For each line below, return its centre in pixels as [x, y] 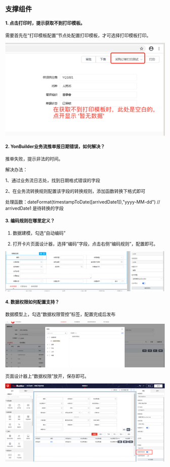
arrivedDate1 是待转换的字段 [35, 208]
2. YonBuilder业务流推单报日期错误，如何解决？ [55, 147]
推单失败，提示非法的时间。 [34, 158]
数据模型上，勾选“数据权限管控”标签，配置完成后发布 [60, 314]
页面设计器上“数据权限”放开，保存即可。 [47, 376]
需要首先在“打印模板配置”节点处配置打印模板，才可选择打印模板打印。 [78, 35]
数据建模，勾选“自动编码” [39, 233]
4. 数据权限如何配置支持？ [32, 302]
